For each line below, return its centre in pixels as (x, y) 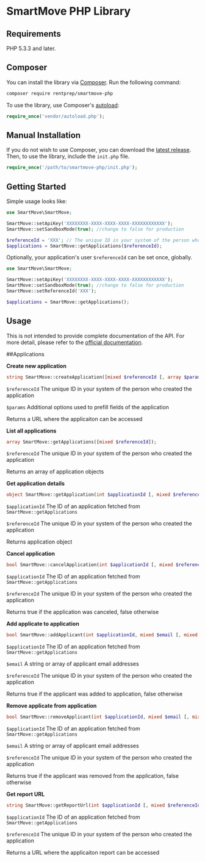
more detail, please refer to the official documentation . (75, 342)
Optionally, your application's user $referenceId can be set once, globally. (99, 257)
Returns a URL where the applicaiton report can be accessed (83, 852)
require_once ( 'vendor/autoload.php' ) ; (56, 116)
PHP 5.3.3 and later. (31, 48)
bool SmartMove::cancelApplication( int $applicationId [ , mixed (90, 565)
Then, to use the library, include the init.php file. (68, 156)
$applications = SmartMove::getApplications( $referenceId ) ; (85, 246)
